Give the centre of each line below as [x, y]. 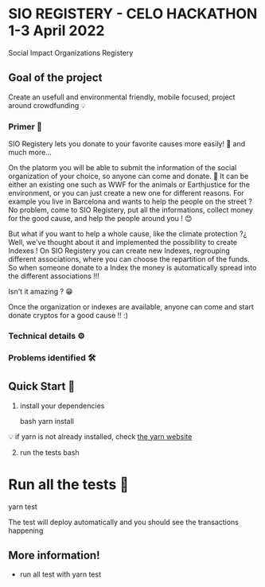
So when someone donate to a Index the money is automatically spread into [132, 268]
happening [26, 531]
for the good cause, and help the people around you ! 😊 [100, 219]
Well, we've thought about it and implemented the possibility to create [123, 243]
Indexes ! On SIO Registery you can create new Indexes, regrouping [119, 251]
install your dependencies [62, 406]
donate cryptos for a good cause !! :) [68, 316]
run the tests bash [49, 452]
